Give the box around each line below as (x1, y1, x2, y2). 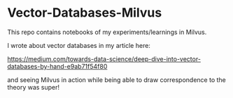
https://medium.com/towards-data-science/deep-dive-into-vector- (7, 54, 202, 63)
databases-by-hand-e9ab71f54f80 (7, 62, 108, 70)
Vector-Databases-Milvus (7, 5, 162, 21)
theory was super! (7, 83, 60, 91)
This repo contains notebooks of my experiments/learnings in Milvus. (7, 28, 207, 36)
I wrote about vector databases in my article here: (7, 41, 150, 49)
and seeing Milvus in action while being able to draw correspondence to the (7, 75, 226, 84)
